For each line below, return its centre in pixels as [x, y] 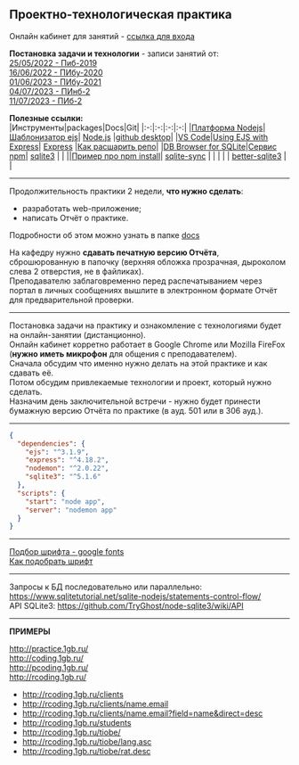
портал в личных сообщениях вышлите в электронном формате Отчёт [143, 290]
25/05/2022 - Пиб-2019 [53, 62]
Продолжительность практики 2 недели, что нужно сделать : [126, 191]
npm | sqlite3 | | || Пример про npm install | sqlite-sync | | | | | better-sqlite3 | [148, 156]
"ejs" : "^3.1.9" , [57, 452]
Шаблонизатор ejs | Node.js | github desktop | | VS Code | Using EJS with [139, 136]
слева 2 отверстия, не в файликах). [77, 271]
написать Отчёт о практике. [75, 218]
